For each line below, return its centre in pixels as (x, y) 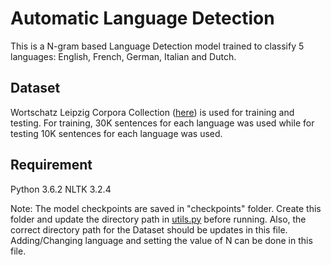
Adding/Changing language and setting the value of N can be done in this (161, 240)
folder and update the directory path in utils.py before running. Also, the (158, 219)
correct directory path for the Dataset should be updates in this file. (149, 229)
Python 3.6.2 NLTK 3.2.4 (61, 189)
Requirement (51, 165)
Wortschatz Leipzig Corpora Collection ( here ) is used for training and (152, 112)
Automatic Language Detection (142, 18)
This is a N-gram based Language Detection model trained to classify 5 (157, 46)
